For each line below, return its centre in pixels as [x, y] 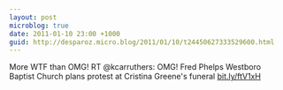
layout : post [33, 17]
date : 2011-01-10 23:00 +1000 [65, 34]
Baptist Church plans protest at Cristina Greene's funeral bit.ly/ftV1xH [135, 77]
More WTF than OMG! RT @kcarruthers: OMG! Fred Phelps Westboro [135, 67]
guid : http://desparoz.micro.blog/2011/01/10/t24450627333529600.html [142, 42]
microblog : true [39, 26]
